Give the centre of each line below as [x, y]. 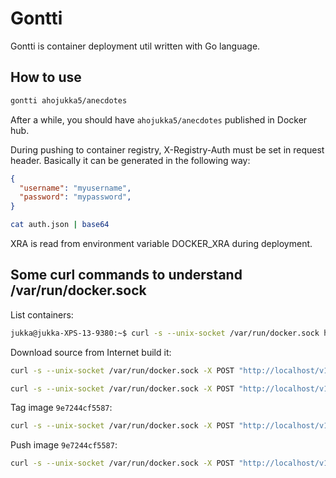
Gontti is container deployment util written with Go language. [135, 46]
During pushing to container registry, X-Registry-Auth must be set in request [167, 149]
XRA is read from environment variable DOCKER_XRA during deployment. [161, 243]
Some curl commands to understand [126, 275]
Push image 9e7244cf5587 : [64, 445]
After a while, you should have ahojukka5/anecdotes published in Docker [159, 119]
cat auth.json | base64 [60, 225]
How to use [46, 77]
